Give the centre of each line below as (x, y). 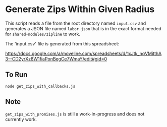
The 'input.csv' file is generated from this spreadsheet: (62, 43)
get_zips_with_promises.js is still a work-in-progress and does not (75, 114)
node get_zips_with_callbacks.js (40, 86)
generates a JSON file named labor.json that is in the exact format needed (83, 28)
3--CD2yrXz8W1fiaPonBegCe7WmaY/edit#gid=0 (56, 58)
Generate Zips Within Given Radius (80, 9)
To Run (16, 75)
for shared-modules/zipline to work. (43, 34)
